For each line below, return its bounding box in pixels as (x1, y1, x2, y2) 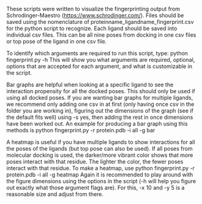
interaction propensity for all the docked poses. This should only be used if (6, 88, 196, 94)
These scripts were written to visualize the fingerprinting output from (6, 6, 181, 12)
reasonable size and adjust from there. (6, 191, 104, 198)
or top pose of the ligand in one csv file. (6, 38, 107, 45)
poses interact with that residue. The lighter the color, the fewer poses (6, 158, 184, 165)
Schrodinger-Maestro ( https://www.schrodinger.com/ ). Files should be (6, 12, 184, 19)
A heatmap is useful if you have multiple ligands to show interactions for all (6, 138, 195, 146)
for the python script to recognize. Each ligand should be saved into (6, 25, 178, 32)
